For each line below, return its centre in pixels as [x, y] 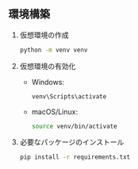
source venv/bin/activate [74, 126]
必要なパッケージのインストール [72, 142]
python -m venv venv [54, 50]
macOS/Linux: [54, 111]
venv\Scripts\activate [69, 96]
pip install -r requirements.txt [75, 157]
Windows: [48, 82]
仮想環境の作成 [44, 35]
